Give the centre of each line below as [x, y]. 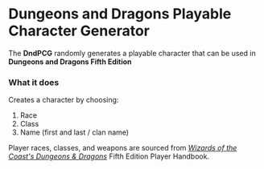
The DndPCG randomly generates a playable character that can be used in [132, 53]
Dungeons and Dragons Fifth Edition [70, 62]
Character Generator [79, 31]
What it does [34, 82]
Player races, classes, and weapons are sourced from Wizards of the [123, 148]
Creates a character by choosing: [64, 100]
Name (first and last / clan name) [74, 132]
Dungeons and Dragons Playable [120, 14]
